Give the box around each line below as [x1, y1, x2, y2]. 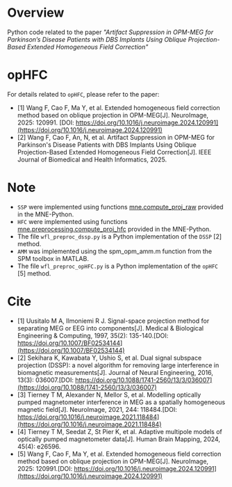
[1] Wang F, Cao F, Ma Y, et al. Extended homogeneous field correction [17, 103, 220, 112]
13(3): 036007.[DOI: [17, 376, 74, 384]
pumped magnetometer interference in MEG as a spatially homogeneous [17, 398, 226, 406]
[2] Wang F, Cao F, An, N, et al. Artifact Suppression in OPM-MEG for [17, 133, 215, 141]
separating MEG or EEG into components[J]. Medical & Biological [17, 324, 204, 332]
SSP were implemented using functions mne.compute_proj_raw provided [17, 202, 224, 211]
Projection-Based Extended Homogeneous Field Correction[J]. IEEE [17, 147, 212, 156]
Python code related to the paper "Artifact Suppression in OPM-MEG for [7, 28, 214, 36]
